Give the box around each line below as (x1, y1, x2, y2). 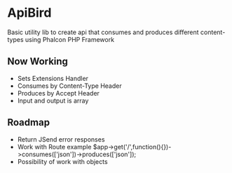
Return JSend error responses (17, 135, 105, 144)
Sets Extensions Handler (17, 74, 89, 82)
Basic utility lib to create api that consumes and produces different (7, 28, 199, 36)
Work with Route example (17, 142, 92, 151)
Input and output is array (17, 96, 89, 105)
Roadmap (7, 116, 50, 128)
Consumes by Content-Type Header (17, 82, 122, 90)
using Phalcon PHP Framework (25, 35, 114, 43)
